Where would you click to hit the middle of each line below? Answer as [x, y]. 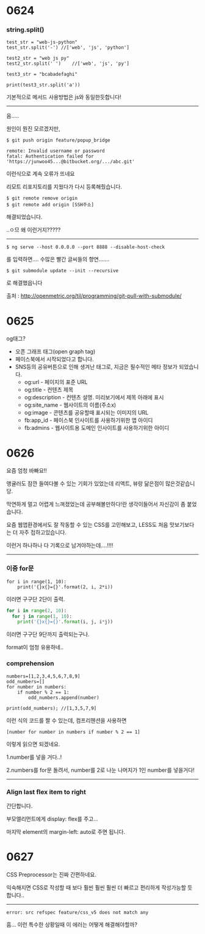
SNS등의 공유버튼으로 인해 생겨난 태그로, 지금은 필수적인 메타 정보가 [96, 367]
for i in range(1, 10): [37, 581]
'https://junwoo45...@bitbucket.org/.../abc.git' [71, 162]
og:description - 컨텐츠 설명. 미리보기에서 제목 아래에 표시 [94, 397]
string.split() [25, 30]
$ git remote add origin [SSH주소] [50, 205]
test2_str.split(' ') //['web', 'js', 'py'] [68, 64]
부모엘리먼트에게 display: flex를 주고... [52, 819]
